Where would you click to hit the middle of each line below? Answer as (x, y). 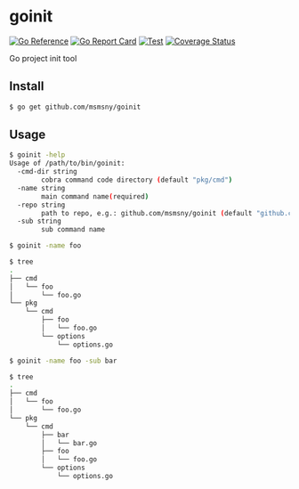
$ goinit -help (37, 155)
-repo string (41, 205)
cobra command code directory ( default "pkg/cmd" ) (137, 180)
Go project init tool (43, 58)
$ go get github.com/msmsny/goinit (75, 107)
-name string (41, 188)
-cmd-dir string (47, 172)
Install (27, 86)
